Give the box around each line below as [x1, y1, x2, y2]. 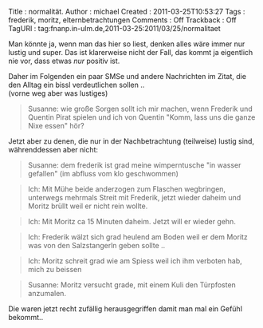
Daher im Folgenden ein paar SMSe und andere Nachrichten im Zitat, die [8, 72, 247, 81]
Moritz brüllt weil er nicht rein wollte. [27, 201, 148, 211]
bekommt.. [8, 313, 44, 322]
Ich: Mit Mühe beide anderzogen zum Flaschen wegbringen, [27, 184, 226, 194]
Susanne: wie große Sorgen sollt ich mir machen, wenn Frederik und [27, 104, 253, 113]
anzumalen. [27, 289, 66, 298]
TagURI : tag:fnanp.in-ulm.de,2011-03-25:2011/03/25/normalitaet [8, 24, 221, 33]
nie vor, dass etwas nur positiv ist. [8, 56, 120, 65]
